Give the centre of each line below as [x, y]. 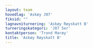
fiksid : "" [17, 19]
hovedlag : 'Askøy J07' [29, 14]
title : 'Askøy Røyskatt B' [33, 38]
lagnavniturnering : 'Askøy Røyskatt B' [47, 24]
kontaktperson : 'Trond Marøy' [37, 33]
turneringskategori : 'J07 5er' [38, 28]
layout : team [19, 10]
